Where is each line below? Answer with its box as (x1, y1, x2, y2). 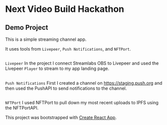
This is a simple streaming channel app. (5, 36, 87, 42)
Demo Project (5, 23, 48, 32)
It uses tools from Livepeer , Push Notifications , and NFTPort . (5, 46, 131, 52)
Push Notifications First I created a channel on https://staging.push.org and (5, 80, 163, 86)
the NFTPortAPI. (5, 105, 39, 111)
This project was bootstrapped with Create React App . (5, 115, 117, 121)
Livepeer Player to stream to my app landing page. (5, 65, 110, 71)
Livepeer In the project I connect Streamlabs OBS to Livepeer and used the (5, 61, 159, 66)
